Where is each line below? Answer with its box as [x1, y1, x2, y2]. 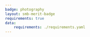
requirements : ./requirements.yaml [14, 25, 86, 30]
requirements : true [5, 16, 45, 21]
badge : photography [5, 7, 45, 12]
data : [5, 20, 16, 25]
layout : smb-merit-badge [5, 12, 55, 16]
